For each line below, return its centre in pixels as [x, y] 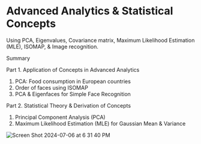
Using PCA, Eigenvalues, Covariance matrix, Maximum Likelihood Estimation [100, 40]
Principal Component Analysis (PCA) [60, 117]
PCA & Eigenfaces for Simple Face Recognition [73, 94]
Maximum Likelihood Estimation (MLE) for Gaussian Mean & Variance [100, 123]
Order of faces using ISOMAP [51, 87]
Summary [18, 58]
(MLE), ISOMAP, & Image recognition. [52, 47]
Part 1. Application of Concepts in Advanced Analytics [73, 69]
